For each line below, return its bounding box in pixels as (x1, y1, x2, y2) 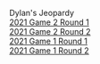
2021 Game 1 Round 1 (9, 36, 87, 46)
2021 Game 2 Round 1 (9, 17, 89, 28)
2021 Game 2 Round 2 (9, 27, 91, 36)
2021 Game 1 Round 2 (9, 45, 89, 56)
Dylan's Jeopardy (9, 8, 74, 18)
